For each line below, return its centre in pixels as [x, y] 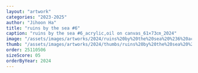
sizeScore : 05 [24, 55]
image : [14, 39]
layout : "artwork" [29, 11]
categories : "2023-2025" [37, 17]
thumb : [14, 45]
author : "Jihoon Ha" [32, 22]
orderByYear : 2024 [29, 61]
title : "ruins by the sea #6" [43, 28]
